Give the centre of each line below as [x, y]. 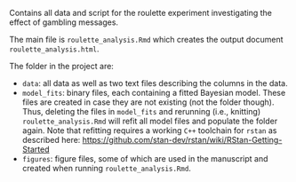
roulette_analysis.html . [54, 49]
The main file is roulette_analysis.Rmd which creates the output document [146, 40]
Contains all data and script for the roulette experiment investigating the [141, 13]
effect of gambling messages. [64, 22]
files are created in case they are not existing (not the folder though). [148, 102]
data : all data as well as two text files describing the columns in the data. [155, 83]
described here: [51, 140]
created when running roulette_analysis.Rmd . [106, 168]
